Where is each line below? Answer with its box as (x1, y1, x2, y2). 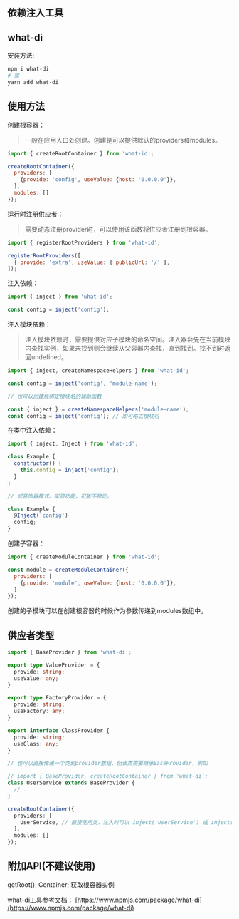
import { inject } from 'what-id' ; (7, 293, 113, 301)
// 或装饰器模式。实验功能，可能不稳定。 (7, 493, 112, 500)
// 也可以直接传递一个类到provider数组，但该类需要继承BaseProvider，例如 (7, 760, 208, 767)
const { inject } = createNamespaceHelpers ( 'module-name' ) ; (7, 406, 190, 413)
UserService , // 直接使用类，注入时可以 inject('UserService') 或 (20, 818, 208, 826)
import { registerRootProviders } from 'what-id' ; (7, 239, 161, 246)
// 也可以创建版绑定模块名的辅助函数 (7, 393, 102, 400)
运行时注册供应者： (7, 210, 64, 218)
